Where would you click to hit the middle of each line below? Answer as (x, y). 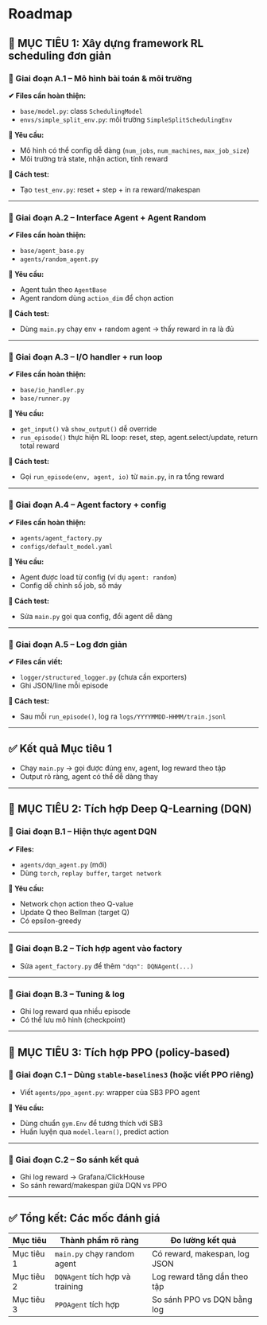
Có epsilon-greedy (50, 921)
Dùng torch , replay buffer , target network (91, 873)
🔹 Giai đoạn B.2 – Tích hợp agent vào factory (95, 949)
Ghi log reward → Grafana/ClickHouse (82, 1177)
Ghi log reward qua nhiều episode (75, 1011)
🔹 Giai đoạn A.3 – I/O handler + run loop (85, 357)
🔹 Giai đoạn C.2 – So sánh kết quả (74, 1159)
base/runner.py (45, 399)
